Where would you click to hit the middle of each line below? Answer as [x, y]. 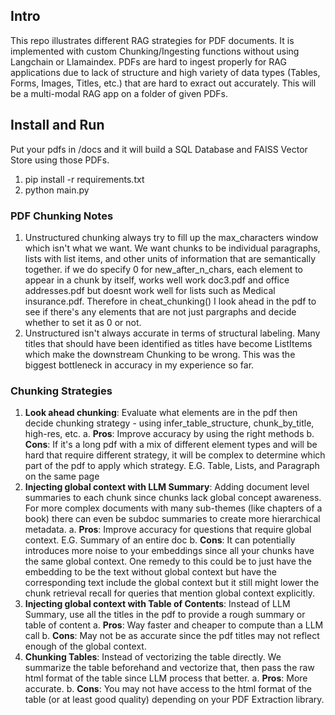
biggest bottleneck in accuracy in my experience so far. [139, 365]
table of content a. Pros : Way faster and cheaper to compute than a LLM [174, 625]
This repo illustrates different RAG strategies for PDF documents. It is [152, 40]
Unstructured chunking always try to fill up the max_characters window [171, 237]
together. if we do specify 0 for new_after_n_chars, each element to [164, 269]
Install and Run [57, 125]
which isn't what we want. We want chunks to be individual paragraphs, [172, 248]
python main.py [57, 190]
